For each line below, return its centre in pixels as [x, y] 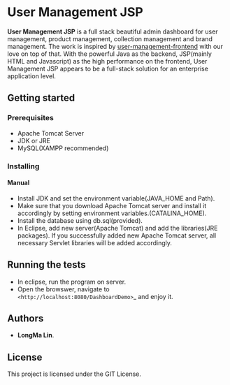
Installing [23, 166]
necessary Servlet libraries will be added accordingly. [95, 242]
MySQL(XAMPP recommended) [63, 148]
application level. [31, 76]
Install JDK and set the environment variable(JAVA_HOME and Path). [116, 198]
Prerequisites [30, 118]
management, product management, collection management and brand [110, 38]
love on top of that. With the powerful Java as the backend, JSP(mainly [109, 54]
